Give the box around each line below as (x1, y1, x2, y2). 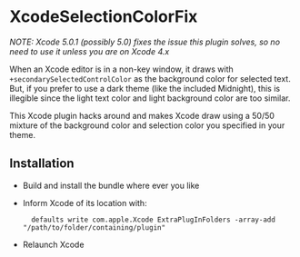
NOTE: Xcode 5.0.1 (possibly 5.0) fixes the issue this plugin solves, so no (9, 36, 280, 47)
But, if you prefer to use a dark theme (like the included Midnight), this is (9, 83, 280, 94)
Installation (9, 156, 75, 172)
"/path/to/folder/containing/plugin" (22, 222, 166, 232)
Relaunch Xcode (22, 239, 85, 250)
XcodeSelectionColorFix (9, 6, 198, 27)
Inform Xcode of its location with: (22, 197, 147, 208)
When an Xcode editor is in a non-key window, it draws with (9, 64, 234, 74)
